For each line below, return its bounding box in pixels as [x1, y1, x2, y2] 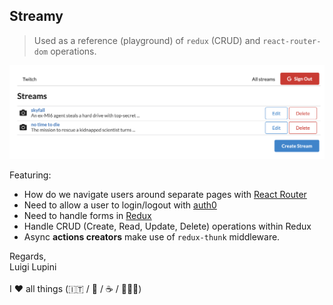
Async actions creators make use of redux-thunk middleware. [23, 230, 281, 243]
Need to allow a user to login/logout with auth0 [23, 199, 217, 211]
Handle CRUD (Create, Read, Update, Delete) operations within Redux [23, 220, 312, 232]
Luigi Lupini [9, 260, 57, 273]
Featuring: [9, 169, 52, 181]
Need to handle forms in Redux [23, 209, 152, 221]
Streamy [9, 8, 64, 25]
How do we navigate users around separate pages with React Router [23, 188, 307, 200]
